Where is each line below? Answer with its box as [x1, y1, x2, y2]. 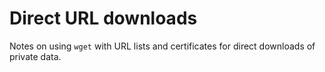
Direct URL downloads [9, 7, 198, 30]
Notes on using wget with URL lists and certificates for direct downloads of [9, 40, 316, 52]
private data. [9, 50, 62, 62]
